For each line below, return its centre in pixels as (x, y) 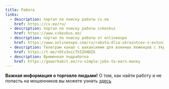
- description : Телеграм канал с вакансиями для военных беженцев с (83, 47)
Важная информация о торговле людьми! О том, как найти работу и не (83, 75)
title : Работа (20, 10)
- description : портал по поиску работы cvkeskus (63, 29)
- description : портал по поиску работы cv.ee (59, 19)
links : (12, 15)
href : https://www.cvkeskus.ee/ (48, 33)
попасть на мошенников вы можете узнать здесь (58, 81)
